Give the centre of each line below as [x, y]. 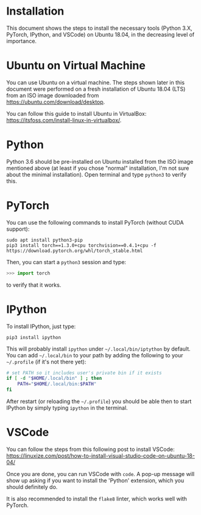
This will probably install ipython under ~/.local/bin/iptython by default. [98, 349]
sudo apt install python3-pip [45, 240]
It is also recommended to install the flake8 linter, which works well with [97, 499]
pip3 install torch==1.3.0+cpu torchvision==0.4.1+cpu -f [81, 245]
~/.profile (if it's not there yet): [46, 362]
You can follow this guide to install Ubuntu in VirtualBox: [76, 113]
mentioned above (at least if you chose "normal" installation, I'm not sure [98, 168]
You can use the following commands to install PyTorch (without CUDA [95, 222]
